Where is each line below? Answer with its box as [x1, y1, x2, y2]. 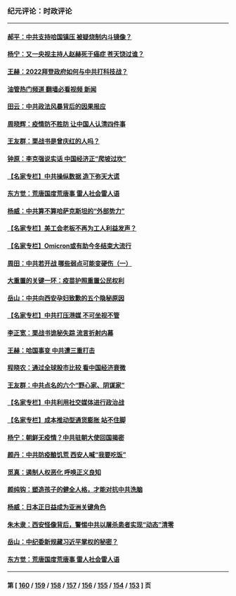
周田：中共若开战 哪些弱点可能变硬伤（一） [7, 259, 132, 267]
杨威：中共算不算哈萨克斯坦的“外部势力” [7, 206, 125, 215]
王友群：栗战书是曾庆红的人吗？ [7, 137, 100, 146]
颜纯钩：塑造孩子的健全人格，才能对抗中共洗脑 [7, 486, 143, 494]
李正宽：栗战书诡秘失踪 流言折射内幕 [7, 329, 114, 337]
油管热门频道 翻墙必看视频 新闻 [7, 84, 97, 93]
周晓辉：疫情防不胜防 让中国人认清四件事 [7, 120, 126, 128]
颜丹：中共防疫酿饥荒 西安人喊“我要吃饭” [7, 450, 126, 459]
